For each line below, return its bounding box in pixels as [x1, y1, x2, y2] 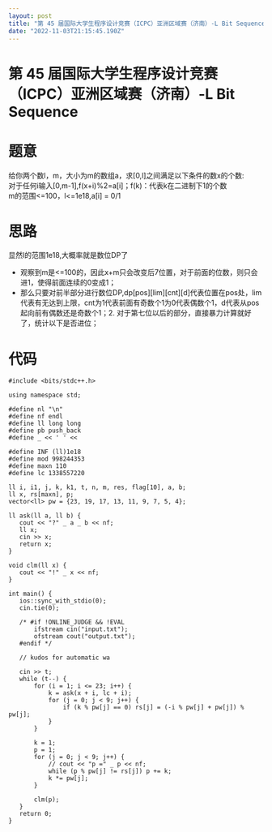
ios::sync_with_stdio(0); [19, 597, 107, 605]
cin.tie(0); [19, 604, 60, 612]
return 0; [19, 810, 53, 818]
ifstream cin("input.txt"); [33, 625, 129, 633]
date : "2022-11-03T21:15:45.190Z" [8, 27, 125, 35]
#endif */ [19, 640, 53, 648]
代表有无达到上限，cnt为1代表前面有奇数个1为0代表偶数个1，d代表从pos [19, 298, 260, 308]
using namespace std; [8, 391, 82, 400]
